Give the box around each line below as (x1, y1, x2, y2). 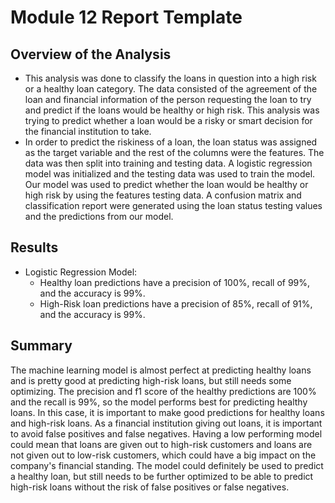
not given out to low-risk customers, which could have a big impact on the (10, 449, 317, 461)
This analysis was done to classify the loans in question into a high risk (24, 72, 317, 84)
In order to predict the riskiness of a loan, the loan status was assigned (24, 136, 318, 148)
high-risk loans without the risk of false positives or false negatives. (10, 481, 290, 493)
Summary (10, 337, 73, 355)
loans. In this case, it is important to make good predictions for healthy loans (10, 406, 325, 418)
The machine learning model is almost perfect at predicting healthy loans (10, 364, 312, 376)
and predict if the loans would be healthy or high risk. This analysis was (24, 104, 320, 116)
